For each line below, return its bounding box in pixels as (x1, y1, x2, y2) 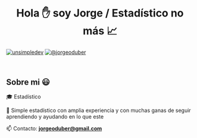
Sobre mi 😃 (6, 77, 51, 87)
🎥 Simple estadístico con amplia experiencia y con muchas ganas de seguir (6, 107, 192, 114)
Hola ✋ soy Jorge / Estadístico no (16, 7, 184, 20)
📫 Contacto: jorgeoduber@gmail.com (6, 125, 102, 132)
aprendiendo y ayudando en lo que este (6, 113, 104, 120)
